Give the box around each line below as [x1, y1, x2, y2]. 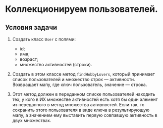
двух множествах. [12, 118, 52, 123]
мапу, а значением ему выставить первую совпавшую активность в [12, 112, 158, 118]
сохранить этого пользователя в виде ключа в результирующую [12, 107, 150, 113]
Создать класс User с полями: [12, 36, 76, 42]
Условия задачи [5, 23, 57, 32]
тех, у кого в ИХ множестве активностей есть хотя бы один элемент [12, 96, 158, 102]
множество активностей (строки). [19, 62, 93, 67]
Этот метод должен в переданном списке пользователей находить [12, 91, 156, 97]
